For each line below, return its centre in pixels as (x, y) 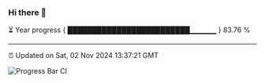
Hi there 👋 (28, 13)
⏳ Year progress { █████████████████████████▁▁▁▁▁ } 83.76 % (129, 30)
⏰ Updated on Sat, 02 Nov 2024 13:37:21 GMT (84, 56)
